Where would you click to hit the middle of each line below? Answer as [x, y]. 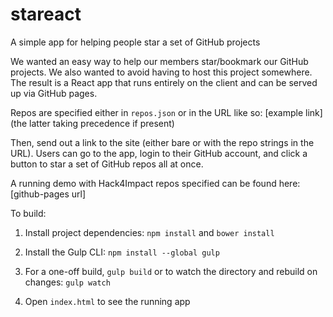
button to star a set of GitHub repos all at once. [107, 164]
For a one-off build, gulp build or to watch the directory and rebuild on [171, 271]
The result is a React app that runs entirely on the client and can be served [164, 82]
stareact [46, 14]
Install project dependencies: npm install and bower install [149, 232]
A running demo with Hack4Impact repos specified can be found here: [155, 183]
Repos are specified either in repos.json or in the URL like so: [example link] [166, 112]
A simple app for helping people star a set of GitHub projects [135, 42]
